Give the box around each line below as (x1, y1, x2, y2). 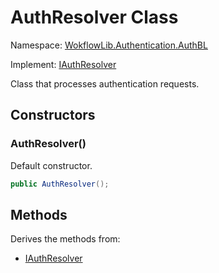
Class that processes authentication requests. (10, 77, 200, 90)
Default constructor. (10, 159, 93, 171)
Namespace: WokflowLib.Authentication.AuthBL (10, 39, 208, 51)
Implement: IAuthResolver (10, 58, 117, 70)
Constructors (10, 107, 96, 124)
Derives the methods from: (10, 233, 121, 245)
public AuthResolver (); (10, 179, 110, 189)
